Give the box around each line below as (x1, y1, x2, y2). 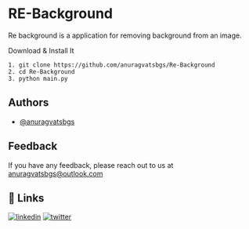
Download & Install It (8, 45, 74, 55)
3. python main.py (8, 75, 68, 82)
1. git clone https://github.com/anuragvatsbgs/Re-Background (8, 60, 215, 69)
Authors (8, 96, 49, 110)
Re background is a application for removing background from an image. (8, 31, 243, 40)
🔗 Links (8, 191, 45, 205)
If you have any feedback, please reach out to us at (8, 160, 174, 169)
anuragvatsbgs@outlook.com (8, 169, 103, 178)
